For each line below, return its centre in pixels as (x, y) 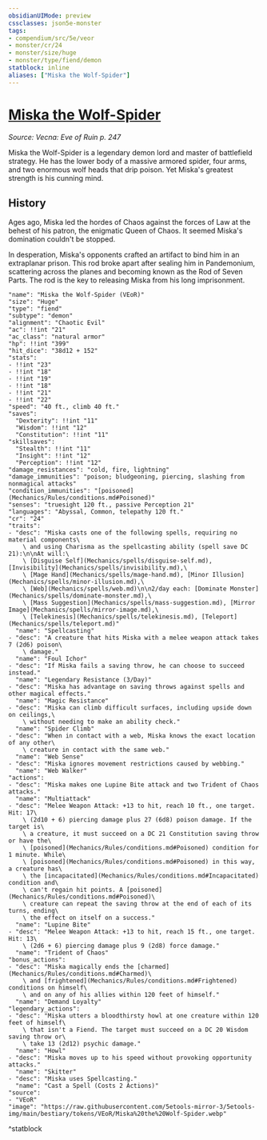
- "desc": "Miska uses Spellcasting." (73, 1079)
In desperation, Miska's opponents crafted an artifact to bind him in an (124, 255)
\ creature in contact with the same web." (96, 750)
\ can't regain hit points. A (73, 890)
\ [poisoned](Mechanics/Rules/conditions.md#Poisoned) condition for (141, 848)
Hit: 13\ (23, 939)
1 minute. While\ (37, 855)
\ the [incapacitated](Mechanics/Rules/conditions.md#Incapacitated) (141, 876)
